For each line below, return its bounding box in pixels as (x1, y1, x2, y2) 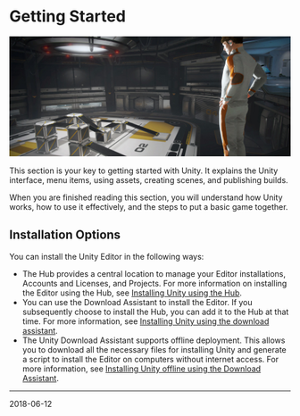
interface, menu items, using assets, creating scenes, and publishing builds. (9, 175, 288, 186)
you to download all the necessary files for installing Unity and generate (21, 344, 287, 354)
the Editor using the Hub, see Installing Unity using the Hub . (21, 287, 243, 298)
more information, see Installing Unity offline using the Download (21, 363, 262, 374)
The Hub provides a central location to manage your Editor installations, (21, 268, 286, 279)
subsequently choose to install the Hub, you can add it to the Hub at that (21, 306, 289, 317)
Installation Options (9, 228, 121, 243)
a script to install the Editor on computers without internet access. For (21, 354, 279, 364)
